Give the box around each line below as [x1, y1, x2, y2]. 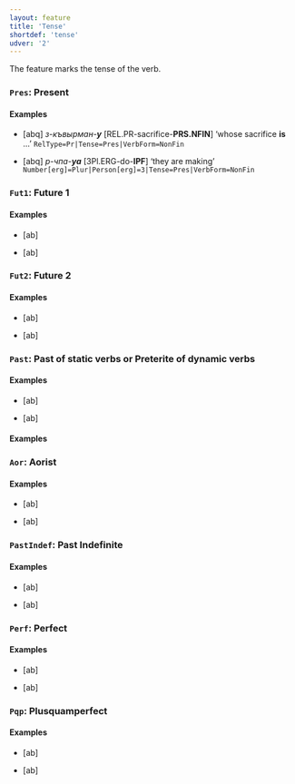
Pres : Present [9, 86, 70, 99]
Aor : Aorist [9, 456, 57, 468]
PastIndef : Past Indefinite [9, 539, 123, 552]
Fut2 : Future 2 [9, 269, 72, 282]
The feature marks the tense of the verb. [9, 64, 162, 74]
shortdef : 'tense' [9, 30, 79, 39]
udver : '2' [9, 38, 51, 48]
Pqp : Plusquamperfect [9, 704, 108, 717]
